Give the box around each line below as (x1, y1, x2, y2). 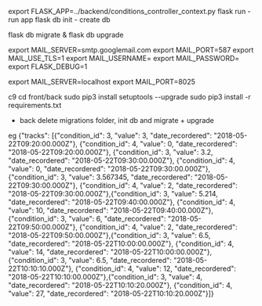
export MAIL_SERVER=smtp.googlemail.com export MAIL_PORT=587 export (8, 45, 254, 54)
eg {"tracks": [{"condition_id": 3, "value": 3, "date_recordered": (8, 131, 213, 140)
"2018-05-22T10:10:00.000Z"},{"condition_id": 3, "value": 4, (8, 272, 202, 281)
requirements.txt (8, 101, 62, 110)
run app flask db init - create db (8, 15, 111, 24)
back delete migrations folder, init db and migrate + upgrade (19, 116, 214, 124)
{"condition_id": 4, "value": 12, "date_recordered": (75, 264, 237, 273)
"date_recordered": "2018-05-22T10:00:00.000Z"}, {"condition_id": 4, (8, 239, 235, 248)
